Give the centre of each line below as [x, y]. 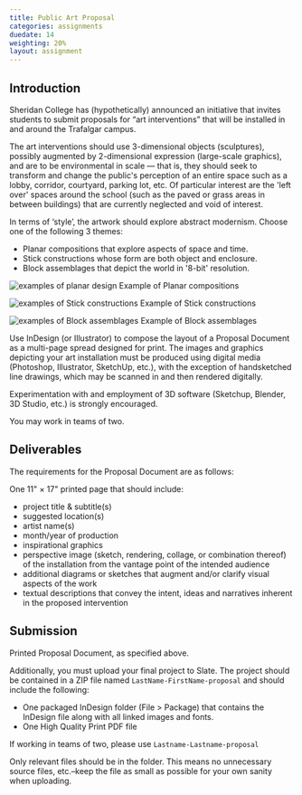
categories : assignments [56, 26]
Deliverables [46, 450]
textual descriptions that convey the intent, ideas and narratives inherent [157, 592]
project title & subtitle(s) [67, 506]
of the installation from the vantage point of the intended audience [146, 564]
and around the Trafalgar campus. [73, 128]
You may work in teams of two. [67, 421]
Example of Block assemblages [199, 320]
